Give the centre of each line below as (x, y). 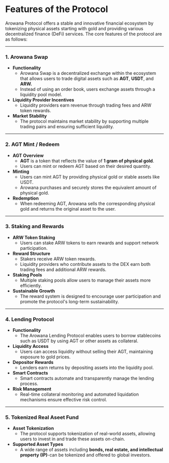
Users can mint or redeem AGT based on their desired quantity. (86, 166)
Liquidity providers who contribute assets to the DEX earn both (85, 264)
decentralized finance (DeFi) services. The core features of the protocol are (84, 34)
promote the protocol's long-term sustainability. (69, 301)
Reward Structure (31, 253)
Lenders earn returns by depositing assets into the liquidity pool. (87, 367)
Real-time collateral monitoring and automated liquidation (79, 394)
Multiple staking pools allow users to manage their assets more (85, 280)
